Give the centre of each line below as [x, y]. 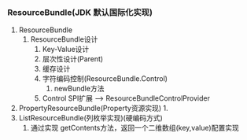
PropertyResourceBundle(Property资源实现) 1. [93, 109]
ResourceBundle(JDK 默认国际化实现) [80, 12]
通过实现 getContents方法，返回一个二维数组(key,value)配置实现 [135, 128]
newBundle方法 [79, 89]
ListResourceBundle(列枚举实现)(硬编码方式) [90, 118]
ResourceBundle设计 [64, 39]
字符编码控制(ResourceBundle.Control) [105, 79]
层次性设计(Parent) [73, 59]
